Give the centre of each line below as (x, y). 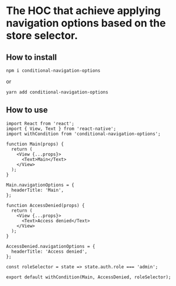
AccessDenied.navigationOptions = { (51, 246)
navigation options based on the (86, 23)
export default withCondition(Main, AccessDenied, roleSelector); (89, 277)
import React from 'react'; (40, 123)
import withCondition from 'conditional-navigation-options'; (83, 134)
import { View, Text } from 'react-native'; (61, 129)
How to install (32, 57)
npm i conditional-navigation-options (53, 71)
